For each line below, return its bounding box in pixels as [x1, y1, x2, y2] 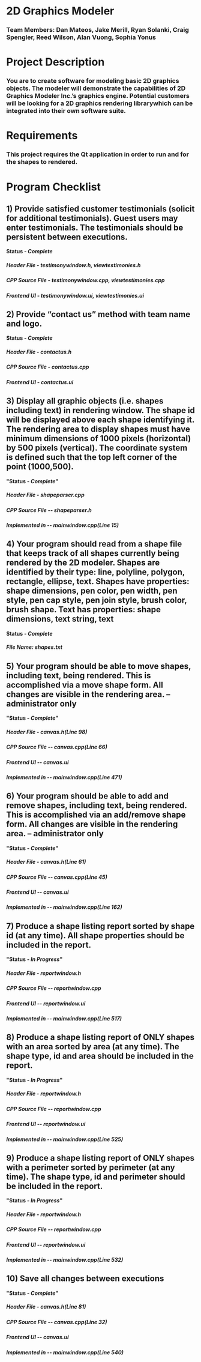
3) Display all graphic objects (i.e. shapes [6, 396, 164, 406]
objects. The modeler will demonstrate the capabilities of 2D [6, 84, 186, 92]
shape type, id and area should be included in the [6, 1051, 194, 1061]
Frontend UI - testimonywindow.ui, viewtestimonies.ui [6, 292, 145, 299]
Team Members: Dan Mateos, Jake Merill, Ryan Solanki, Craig [6, 26, 189, 34]
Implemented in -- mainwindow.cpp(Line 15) [6, 521, 119, 529]
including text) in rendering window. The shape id [6, 405, 195, 415]
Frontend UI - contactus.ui [6, 378, 74, 385]
